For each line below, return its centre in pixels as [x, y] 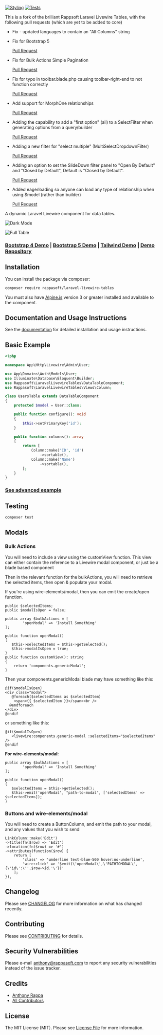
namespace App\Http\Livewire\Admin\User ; [48, 365]
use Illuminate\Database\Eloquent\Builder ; [50, 378]
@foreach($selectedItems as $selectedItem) [56, 697]
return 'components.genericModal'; [50, 666]
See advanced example [33, 490]
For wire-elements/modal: [32, 754]
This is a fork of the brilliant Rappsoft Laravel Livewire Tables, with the [75, 17]
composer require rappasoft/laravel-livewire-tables [60, 288]
